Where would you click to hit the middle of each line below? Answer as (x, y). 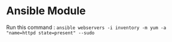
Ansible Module (46, 11)
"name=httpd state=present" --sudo (50, 33)
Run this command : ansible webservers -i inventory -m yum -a (86, 27)
